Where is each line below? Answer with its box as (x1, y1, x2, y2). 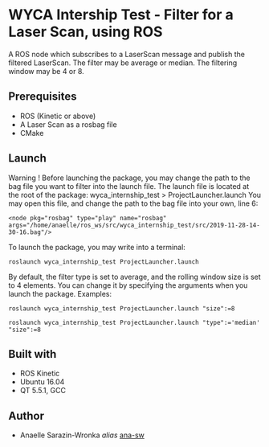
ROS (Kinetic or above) (19, 111, 96, 121)
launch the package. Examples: (8, 289, 112, 298)
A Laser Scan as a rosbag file (19, 119, 118, 129)
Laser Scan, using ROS (8, 23, 163, 41)
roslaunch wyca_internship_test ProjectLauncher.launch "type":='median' (8, 318, 261, 326)
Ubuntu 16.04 (19, 377, 65, 387)
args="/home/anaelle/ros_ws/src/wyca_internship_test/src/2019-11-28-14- (8, 221, 261, 229)
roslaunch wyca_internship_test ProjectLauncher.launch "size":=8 (8, 304, 235, 313)
